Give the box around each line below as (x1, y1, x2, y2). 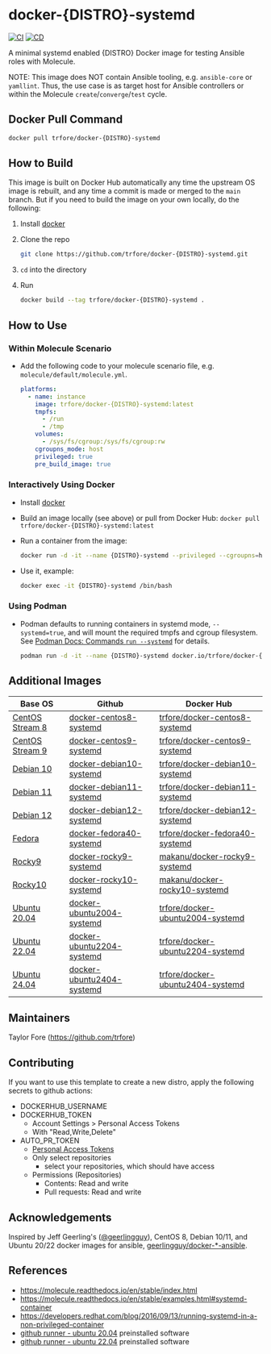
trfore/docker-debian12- (159, 804, 256, 815)
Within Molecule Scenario (8, 343, 112, 354)
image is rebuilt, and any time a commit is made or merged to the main (8, 186, 241, 196)
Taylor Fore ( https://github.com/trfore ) (8, 1032, 135, 1042)
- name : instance (27, 393, 86, 401)
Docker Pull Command (8, 113, 123, 127)
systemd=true (19, 629, 65, 637)
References (8, 1264, 68, 1277)
